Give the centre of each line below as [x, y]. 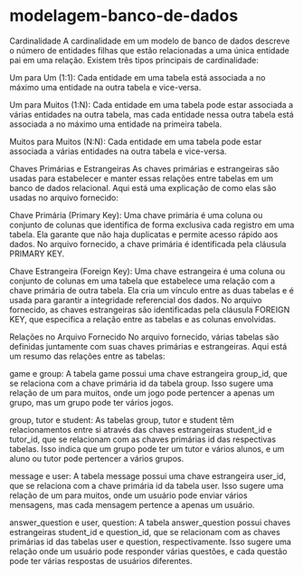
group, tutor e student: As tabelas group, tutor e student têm [122, 420]
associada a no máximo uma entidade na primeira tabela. [116, 124]
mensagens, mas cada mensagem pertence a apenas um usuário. [132, 504]
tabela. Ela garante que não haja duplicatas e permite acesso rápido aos [144, 234]
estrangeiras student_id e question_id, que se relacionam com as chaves [145, 532]
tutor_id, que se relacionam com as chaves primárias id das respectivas [143, 439]
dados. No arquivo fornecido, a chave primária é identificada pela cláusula [148, 244]
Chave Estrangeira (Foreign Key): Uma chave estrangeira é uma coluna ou [147, 271]
